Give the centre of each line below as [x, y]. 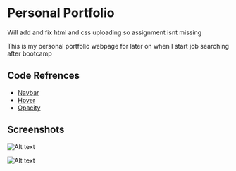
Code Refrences [43, 76]
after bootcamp [30, 53]
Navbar [28, 92]
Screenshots [36, 130]
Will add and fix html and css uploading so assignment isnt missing [105, 32]
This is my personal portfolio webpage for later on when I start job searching [118, 46]
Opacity [29, 108]
